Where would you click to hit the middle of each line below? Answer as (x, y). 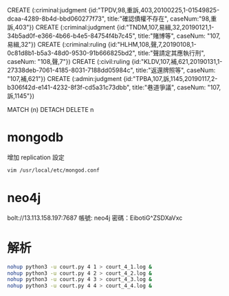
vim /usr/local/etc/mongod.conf (53, 170)
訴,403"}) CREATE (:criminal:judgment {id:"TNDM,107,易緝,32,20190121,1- (111, 27)
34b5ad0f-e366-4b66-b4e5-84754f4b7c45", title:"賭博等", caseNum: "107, (114, 36)
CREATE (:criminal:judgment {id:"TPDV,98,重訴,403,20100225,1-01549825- (113, 10)
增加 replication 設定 (36, 157)
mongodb (35, 138)
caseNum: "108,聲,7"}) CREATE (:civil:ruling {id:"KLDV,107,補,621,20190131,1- (115, 61)
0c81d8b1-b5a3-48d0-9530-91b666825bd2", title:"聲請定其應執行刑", (106, 53)
